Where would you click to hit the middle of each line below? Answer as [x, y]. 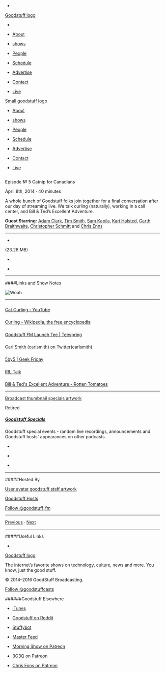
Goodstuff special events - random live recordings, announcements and [78, 431]
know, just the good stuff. [31, 570]
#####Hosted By [23, 479]
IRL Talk [13, 371]
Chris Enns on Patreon [35, 665]
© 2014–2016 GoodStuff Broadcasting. [44, 580]
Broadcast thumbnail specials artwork [43, 398]
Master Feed [25, 637]
